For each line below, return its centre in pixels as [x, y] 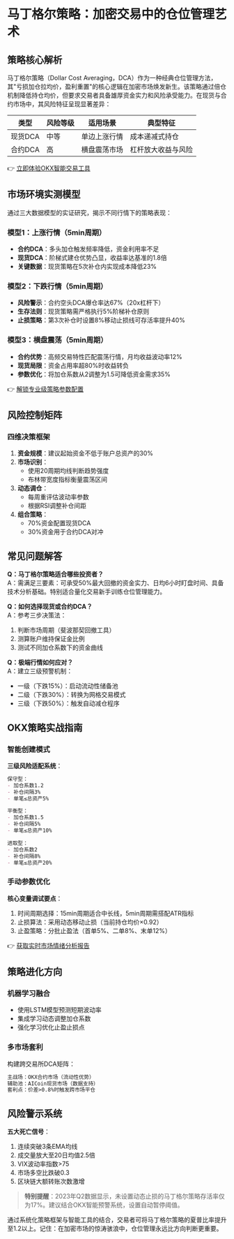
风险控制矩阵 [35, 415]
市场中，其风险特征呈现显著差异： [62, 104]
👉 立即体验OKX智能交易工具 [49, 168]
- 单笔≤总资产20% [30, 863]
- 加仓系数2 [23, 849]
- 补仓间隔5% [24, 824]
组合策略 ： [33, 515]
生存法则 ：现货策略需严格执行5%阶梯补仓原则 [83, 311]
